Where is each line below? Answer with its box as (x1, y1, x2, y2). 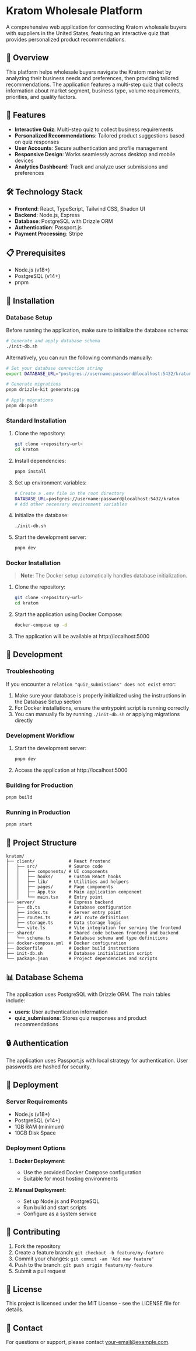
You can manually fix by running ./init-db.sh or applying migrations (14, 710, 180, 717)
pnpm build (6, 795, 33, 800)
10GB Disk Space (14, 1129, 57, 1136)
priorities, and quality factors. (6, 93, 77, 100)
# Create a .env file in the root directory (14, 490, 125, 496)
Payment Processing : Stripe (14, 230, 83, 238)
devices (14, 157, 34, 164)
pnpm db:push (6, 403, 38, 408)
